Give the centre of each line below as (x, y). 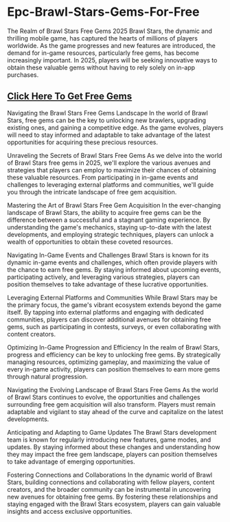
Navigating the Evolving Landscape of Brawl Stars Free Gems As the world (113, 389)
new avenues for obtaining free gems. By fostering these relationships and (113, 497)
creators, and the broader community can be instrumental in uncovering (109, 489)
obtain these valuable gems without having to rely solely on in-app (101, 67)
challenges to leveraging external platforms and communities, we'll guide (111, 184)
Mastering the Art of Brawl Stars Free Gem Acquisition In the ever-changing (114, 205)
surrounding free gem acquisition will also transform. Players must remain (112, 404)
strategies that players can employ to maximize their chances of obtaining (112, 170)
